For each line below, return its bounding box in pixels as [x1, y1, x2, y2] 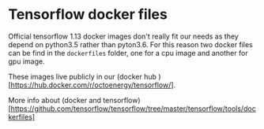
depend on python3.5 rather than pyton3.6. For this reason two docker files [8, 39, 253, 49]
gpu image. [8, 57, 45, 66]
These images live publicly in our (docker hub [8, 72, 157, 81]
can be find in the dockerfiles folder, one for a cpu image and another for [8, 48, 248, 57]
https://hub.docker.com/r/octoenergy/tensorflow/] [10, 80, 174, 90]
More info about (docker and [8, 95, 101, 105]
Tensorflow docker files [8, 6, 168, 24]
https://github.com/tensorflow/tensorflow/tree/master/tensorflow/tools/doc [10, 104, 257, 113]
